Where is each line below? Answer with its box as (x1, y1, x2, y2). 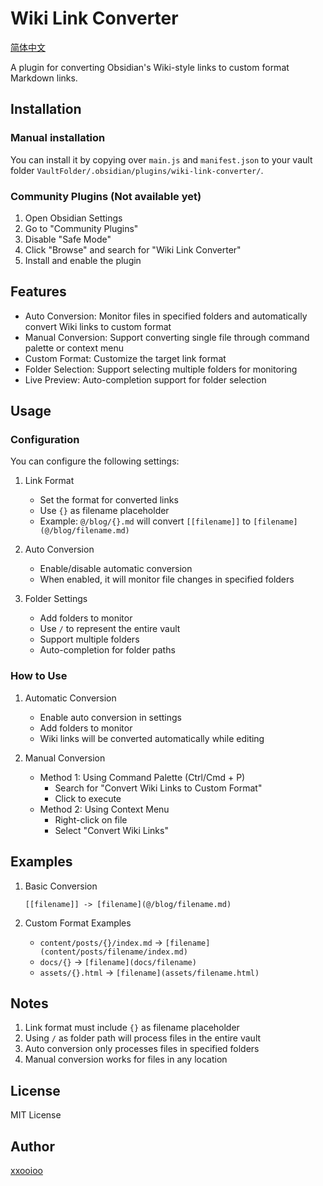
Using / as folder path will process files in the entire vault (24, 1032, 262, 1044)
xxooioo (10, 1164, 43, 1176)
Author (10, 1138, 55, 1155)
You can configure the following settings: (10, 455, 180, 467)
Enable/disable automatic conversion (39, 563, 193, 575)
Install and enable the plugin (24, 254, 142, 266)
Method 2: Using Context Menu (39, 803, 170, 815)
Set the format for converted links (39, 494, 179, 506)
